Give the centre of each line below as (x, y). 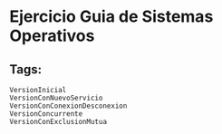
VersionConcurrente (46, 114)
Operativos (52, 36)
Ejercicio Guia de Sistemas (111, 17)
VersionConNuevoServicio (56, 98)
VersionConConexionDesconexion (68, 106)
